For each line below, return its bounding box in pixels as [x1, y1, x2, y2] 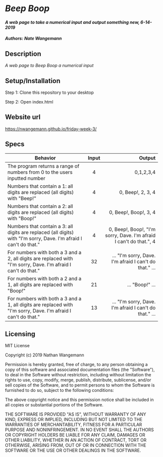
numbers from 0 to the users [7, 169, 73, 176]
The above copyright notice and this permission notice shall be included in [5, 397, 154, 403]
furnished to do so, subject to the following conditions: [5, 387, 114, 393]
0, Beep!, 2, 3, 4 [119, 189, 156, 195]
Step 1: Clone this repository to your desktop [5, 89, 94, 95]
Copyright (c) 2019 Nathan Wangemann [5, 352, 84, 358]
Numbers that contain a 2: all [7, 203, 73, 210]
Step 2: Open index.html [5, 99, 53, 105]
